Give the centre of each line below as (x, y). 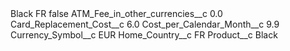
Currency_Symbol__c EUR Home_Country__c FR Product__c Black (144, 35)
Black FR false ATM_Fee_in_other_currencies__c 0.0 (116, 13)
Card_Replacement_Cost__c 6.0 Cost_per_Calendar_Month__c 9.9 (145, 24)
